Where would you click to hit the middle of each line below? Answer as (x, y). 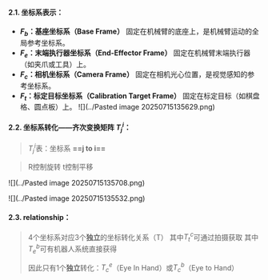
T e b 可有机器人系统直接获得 (72, 249)
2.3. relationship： (40, 218)
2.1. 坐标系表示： (36, 12)
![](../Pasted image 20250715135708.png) (77, 182)
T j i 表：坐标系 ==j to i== (67, 149)
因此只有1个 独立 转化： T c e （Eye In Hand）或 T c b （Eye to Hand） (133, 268)
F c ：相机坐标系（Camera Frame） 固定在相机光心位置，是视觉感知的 (134, 75)
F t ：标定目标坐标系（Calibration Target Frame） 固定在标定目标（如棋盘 (140, 96)
